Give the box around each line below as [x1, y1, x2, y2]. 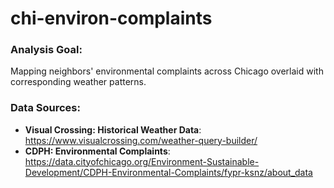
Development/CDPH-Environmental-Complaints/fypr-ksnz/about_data [24, 166, 313, 178]
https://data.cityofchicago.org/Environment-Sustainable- [24, 155, 260, 167]
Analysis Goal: [10, 43, 83, 57]
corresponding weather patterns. [10, 76, 147, 88]
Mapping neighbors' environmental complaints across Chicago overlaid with [10, 65, 324, 77]
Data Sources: [10, 101, 81, 115]
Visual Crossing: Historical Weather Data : [24, 123, 202, 136]
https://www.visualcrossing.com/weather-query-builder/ [24, 134, 258, 146]
